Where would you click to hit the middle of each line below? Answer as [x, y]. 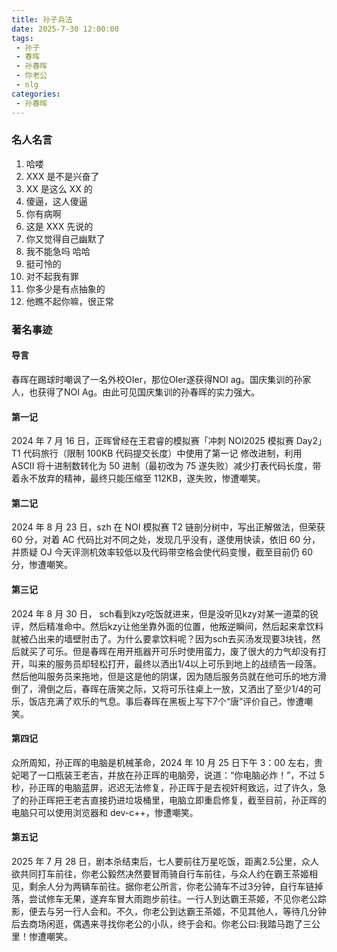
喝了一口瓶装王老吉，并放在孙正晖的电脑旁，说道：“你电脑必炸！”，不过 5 [172, 775]
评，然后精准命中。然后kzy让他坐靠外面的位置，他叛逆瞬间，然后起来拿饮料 [167, 626]
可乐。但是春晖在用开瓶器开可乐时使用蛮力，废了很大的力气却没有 [181, 651]
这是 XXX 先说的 [59, 226]
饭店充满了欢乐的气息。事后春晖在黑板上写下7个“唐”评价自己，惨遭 [166, 701]
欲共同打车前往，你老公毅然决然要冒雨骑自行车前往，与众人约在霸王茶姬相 [164, 873]
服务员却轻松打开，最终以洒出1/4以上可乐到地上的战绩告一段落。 [188, 663]
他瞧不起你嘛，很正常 [69, 301]
